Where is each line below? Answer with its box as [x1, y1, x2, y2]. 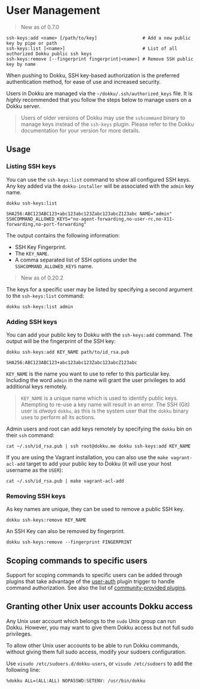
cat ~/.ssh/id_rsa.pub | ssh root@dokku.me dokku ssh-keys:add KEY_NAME [6, 443, 191, 449]
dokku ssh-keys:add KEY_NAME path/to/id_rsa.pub [6, 349, 130, 355]
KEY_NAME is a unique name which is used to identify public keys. [20, 394, 179, 402]
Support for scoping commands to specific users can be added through [6, 571, 183, 579]
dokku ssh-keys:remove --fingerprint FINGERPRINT [6, 539, 133, 546]
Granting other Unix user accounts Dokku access [6, 601, 193, 612]
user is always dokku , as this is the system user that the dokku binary [20, 407, 189, 414]
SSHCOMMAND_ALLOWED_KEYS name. [14, 262, 94, 270]
